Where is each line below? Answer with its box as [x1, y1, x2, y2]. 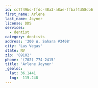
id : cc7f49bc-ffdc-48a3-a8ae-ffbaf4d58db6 [5, 7, 93, 12]
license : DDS [5, 21, 32, 26]
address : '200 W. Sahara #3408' [5, 39, 71, 44]
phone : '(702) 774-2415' [5, 57, 56, 62]
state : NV [5, 48, 25, 53]
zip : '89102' [5, 52, 32, 58]
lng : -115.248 [9, 75, 38, 80]
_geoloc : [5, 66, 23, 71]
